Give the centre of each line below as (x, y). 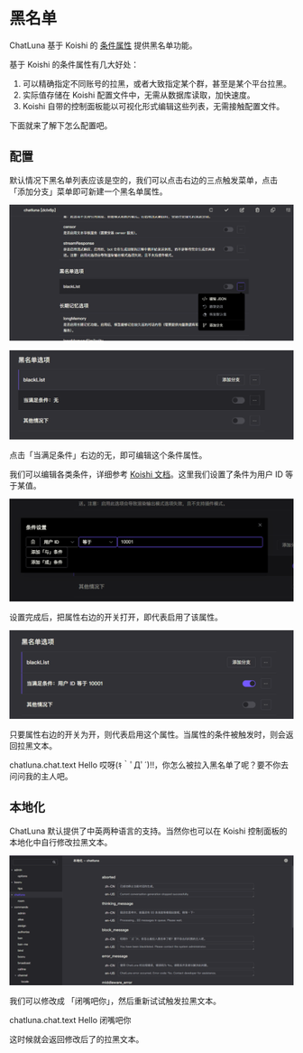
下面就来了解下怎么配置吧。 (61, 125)
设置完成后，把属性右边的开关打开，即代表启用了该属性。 (116, 617)
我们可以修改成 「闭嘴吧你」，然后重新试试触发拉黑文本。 (115, 1001)
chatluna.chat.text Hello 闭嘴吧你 (70, 1020)
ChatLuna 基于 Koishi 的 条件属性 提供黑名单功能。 (103, 45)
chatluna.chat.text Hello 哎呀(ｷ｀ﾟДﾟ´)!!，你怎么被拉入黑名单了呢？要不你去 (149, 765)
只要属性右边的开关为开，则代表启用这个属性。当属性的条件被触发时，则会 (147, 734)
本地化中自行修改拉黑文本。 (61, 842)
